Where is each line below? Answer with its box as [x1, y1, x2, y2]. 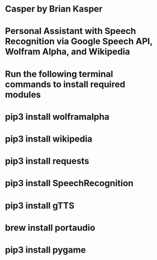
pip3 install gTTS [5, 200, 75, 211]
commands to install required [5, 79, 126, 90]
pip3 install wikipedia [5, 133, 93, 144]
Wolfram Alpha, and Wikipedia [5, 46, 130, 57]
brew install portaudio [5, 222, 95, 233]
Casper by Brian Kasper [5, 3, 103, 15]
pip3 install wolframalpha [5, 111, 110, 122]
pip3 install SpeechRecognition [5, 178, 134, 189]
